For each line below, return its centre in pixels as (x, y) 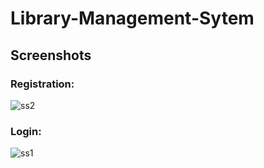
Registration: (42, 84)
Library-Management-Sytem (132, 18)
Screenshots (51, 55)
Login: (26, 131)
